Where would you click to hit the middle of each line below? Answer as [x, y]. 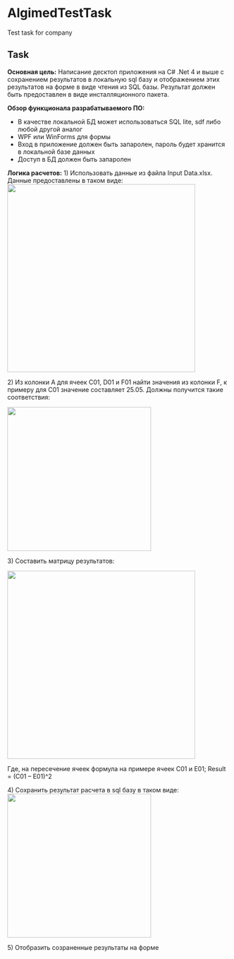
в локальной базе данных [56, 151]
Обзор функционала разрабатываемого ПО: [76, 108]
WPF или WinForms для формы [64, 136]
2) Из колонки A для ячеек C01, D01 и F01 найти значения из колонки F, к [117, 382]
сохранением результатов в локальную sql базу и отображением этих [113, 79]
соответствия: [29, 397]
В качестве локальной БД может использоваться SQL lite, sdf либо [119, 121]
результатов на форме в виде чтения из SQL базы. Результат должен [111, 87]
